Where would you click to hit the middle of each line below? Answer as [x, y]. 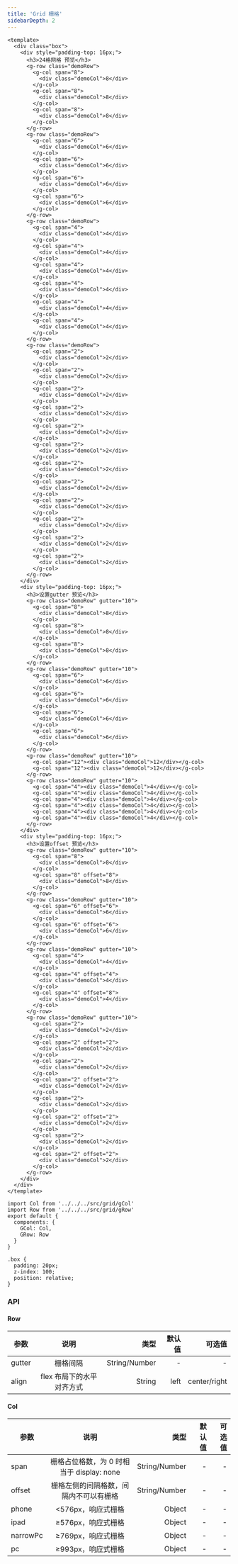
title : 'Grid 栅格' [35, 14]
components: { [34, 1222]
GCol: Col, [36, 1228]
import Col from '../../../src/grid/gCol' [71, 1203]
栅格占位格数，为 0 [82, 1461]
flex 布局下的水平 [69, 1376]
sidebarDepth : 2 [31, 21]
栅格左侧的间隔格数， [86, 1485]
